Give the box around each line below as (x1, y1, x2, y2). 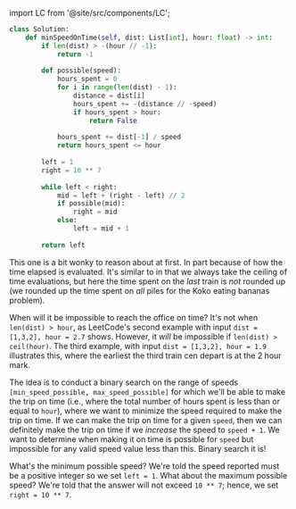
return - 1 (56, 49, 94, 59)
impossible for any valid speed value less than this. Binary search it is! (9, 443, 267, 454)
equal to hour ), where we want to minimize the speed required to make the (9, 405, 283, 416)
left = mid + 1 (72, 224, 129, 233)
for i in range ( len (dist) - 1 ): (56, 83, 177, 92)
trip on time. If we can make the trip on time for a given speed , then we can (9, 414, 283, 425)
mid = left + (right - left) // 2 (56, 191, 185, 200)
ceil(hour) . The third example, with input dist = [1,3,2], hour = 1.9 (9, 340, 267, 351)
